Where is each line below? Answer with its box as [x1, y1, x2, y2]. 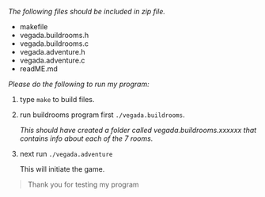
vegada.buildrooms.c [19, 39, 89, 48]
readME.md [19, 64, 58, 74]
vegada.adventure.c [19, 55, 85, 65]
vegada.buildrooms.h [19, 31, 89, 40]
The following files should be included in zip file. [8, 7, 166, 16]
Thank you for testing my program [27, 180, 140, 189]
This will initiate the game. [19, 165, 105, 173]
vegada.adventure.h [19, 47, 85, 56]
